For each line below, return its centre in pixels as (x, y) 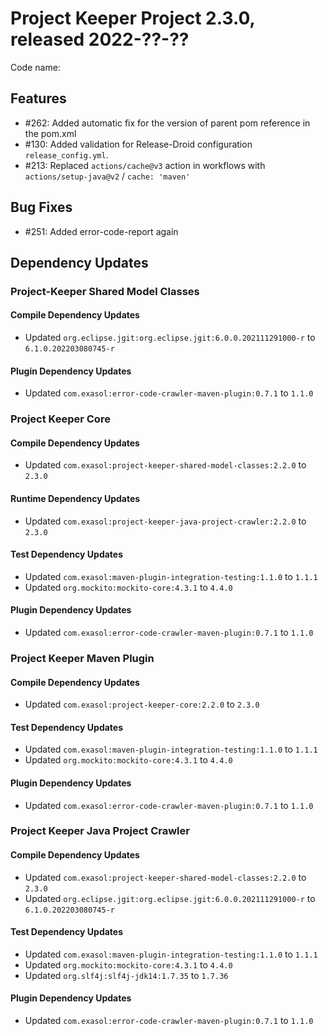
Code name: (35, 67)
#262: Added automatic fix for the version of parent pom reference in (167, 123)
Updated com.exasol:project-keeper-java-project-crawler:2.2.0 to (165, 521)
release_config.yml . (66, 154)
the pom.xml (50, 133)
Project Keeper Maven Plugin (82, 658)
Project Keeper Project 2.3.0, (132, 18)
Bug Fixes (41, 207)
